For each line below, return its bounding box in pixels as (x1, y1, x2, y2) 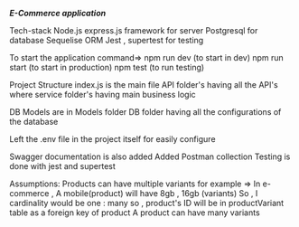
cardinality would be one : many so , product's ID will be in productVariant (9, 198, 285, 208)
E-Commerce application (9, 8, 107, 18)
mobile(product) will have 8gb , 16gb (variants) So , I (62, 188, 258, 198)
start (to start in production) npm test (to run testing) (9, 62, 205, 72)
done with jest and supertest (9, 161, 116, 171)
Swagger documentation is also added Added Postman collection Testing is (9, 151, 291, 162)
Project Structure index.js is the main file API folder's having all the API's (9, 80, 278, 90)
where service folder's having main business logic (9, 90, 196, 99)
